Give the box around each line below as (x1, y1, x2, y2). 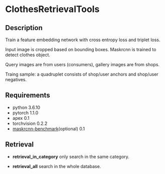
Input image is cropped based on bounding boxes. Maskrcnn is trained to (5, 47, 156, 52)
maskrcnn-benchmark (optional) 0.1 (12, 125, 85, 131)
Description (5, 24, 43, 32)
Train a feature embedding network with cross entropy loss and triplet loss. (5, 37, 160, 43)
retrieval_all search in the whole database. (12, 163, 101, 169)
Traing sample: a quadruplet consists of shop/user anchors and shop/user (5, 71, 159, 77)
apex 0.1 (12, 115, 30, 121)
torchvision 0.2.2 (12, 120, 48, 126)
